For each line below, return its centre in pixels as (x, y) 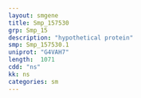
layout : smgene (33, 15)
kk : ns (19, 74)
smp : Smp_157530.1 (39, 45)
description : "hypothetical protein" (71, 38)
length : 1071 (32, 60)
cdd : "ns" (25, 67)
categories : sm (33, 81)
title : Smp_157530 (39, 23)
